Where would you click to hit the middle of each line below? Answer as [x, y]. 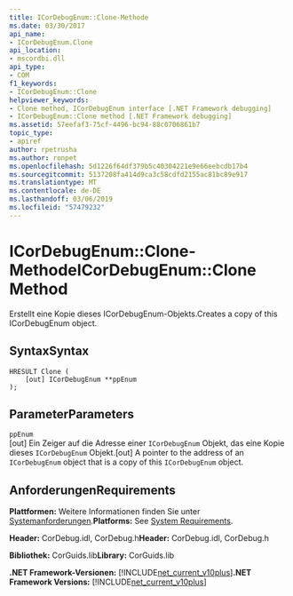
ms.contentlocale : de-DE [55, 191]
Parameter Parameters [72, 414]
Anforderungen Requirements [92, 490]
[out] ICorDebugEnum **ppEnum [81, 379]
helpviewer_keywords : [49, 100]
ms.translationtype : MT [53, 183]
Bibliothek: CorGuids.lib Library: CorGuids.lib [92, 555]
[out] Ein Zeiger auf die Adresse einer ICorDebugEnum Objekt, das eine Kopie [147, 443]
